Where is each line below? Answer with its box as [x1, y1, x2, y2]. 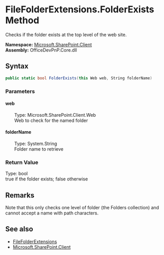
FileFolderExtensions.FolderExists [5, 4, 155, 15]
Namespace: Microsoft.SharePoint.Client [5, 41, 92, 47]
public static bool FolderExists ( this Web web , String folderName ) [5, 76, 153, 81]
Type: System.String [14, 140, 57, 147]
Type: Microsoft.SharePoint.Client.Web [14, 112, 96, 118]
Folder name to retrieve [14, 145, 64, 152]
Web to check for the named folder [14, 117, 88, 123]
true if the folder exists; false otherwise [5, 176, 88, 182]
